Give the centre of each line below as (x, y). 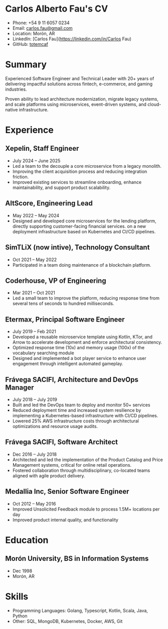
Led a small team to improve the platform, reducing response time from (86, 298)
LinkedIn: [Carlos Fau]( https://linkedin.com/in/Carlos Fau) (72, 39)
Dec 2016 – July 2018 (34, 454)
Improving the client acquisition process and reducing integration (80, 171)
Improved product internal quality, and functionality (65, 520)
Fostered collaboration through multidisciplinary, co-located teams (81, 470)
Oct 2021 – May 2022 (35, 260)
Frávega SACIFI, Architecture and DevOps (72, 379)
